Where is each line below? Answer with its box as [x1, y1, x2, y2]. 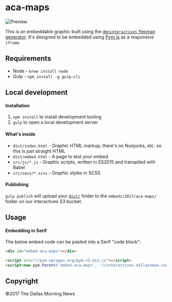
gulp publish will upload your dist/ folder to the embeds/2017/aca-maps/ [5, 193, 157, 199]
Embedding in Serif [5, 227, 47, 233]
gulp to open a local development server [12, 119, 98, 126]
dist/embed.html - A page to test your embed [12, 153, 109, 159]
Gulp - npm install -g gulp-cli [12, 73, 80, 79]
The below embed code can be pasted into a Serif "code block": [5, 239, 141, 245]
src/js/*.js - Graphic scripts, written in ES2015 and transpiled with [12, 158, 156, 165]
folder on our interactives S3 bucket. [5, 198, 82, 204]
